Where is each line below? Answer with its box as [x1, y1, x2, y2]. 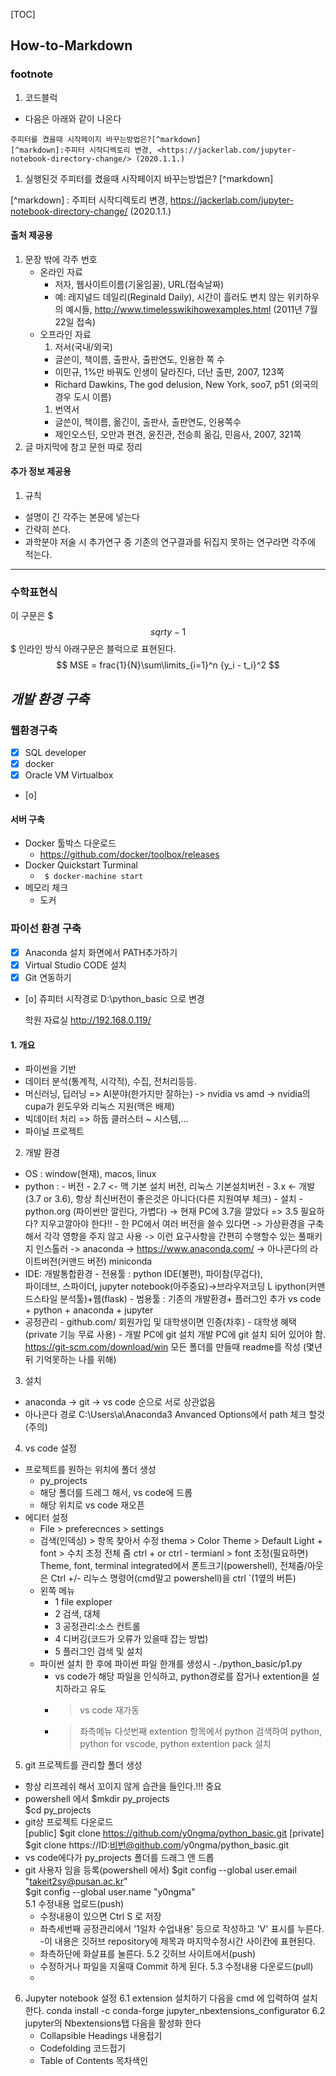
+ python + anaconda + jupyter [24, 1304, 154, 1316]
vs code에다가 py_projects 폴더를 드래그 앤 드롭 [24, 1852, 215, 1864]
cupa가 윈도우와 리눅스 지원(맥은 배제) [24, 1100, 175, 1113]
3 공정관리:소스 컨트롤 [54, 1620, 141, 1633]
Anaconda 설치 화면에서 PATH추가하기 [24, 946, 178, 958]
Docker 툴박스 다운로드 [24, 837, 117, 849]
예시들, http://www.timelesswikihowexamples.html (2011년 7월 [65, 303, 318, 315]
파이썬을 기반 [24, 1063, 77, 1075]
